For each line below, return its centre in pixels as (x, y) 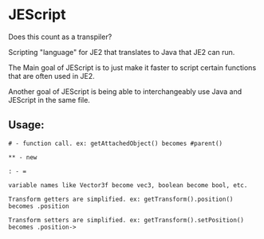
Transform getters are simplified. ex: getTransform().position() (121, 199)
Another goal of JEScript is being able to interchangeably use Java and (125, 91)
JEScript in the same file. (49, 100)
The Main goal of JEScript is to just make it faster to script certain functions (132, 67)
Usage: (27, 125)
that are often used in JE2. (52, 76)
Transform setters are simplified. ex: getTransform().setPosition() (126, 220)
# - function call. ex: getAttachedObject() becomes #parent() (116, 143)
